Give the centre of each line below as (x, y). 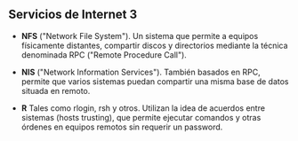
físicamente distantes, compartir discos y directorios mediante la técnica (154, 45)
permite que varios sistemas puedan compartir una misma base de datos (155, 81)
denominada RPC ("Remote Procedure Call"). (104, 55)
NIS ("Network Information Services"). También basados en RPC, (141, 72)
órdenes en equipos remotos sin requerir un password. (122, 127)
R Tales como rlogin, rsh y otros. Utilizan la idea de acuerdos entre (143, 108)
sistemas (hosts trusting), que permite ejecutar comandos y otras (141, 117)
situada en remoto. (56, 90)
